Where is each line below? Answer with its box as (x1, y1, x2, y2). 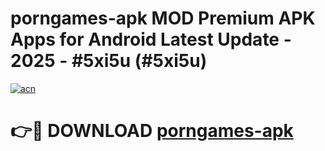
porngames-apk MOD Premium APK (10, 7, 316, 30)
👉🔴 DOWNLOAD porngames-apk (10, 120, 294, 142)
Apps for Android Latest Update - (10, 28, 292, 51)
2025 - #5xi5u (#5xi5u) (10, 50, 208, 72)
